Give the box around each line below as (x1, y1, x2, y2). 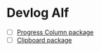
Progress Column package (16, 28, 94, 36)
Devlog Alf (6, 5, 69, 21)
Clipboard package (16, 36, 72, 44)
